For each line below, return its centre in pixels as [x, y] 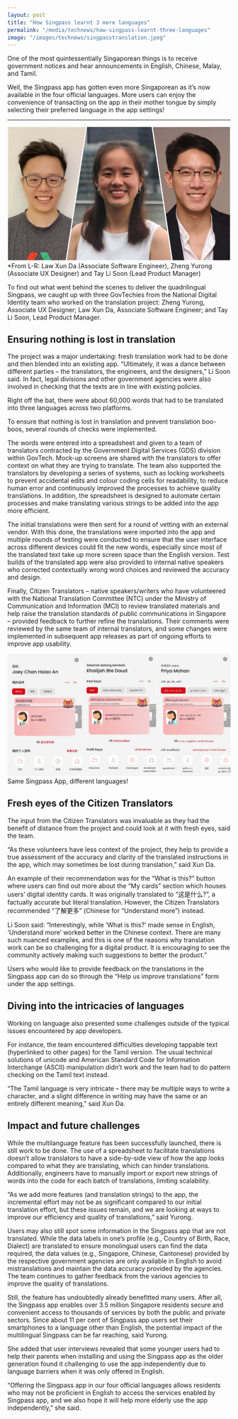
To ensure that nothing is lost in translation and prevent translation [104, 421]
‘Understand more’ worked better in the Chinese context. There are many [114, 932]
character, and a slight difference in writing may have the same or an [107, 1095]
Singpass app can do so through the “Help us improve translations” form [113, 976]
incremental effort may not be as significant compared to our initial [104, 1202]
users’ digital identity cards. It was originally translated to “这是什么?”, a [112, 894]
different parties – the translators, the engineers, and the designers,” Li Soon [119, 372]
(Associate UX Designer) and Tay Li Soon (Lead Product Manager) [104, 273]
